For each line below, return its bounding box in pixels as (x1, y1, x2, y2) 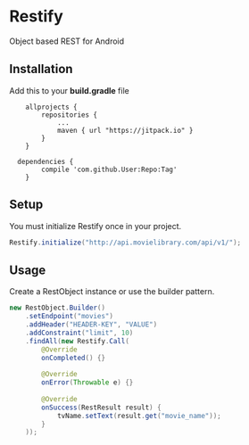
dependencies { (17, 157, 74, 166)
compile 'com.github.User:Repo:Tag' (41, 165, 178, 174)
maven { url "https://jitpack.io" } (56, 126, 194, 135)
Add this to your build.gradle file (9, 85, 129, 95)
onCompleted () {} (41, 353, 105, 362)
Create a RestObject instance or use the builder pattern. (9, 286, 215, 297)
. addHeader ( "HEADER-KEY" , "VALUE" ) (25, 320, 158, 329)
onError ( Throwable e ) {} (41, 378, 134, 387)
